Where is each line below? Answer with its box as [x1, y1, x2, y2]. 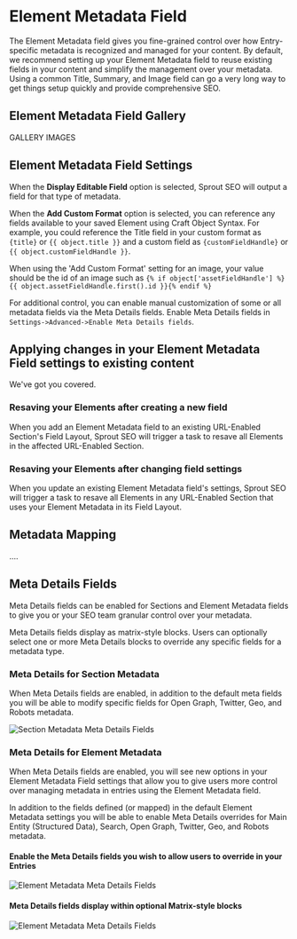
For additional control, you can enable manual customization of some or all [9, 297, 282, 308]
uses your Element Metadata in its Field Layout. [9, 501, 182, 512]
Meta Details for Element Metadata [9, 746, 162, 758]
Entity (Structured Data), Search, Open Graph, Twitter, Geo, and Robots [9, 821, 270, 832]
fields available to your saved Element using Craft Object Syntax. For [9, 217, 260, 228]
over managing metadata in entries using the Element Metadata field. [9, 785, 262, 796]
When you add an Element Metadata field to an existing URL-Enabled [9, 422, 262, 432]
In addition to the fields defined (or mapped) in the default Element [9, 802, 253, 813]
